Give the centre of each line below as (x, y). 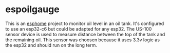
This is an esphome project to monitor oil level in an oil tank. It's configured (85, 23)
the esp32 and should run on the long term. (51, 45)
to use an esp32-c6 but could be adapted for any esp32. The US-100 (79, 29)
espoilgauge (33, 9)
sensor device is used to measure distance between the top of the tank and (85, 34)
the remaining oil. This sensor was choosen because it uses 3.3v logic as (83, 40)
